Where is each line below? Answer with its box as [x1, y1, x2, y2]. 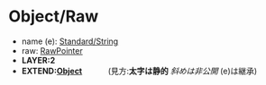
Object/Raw [8, 6, 99, 27]
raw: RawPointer [21, 45, 83, 55]
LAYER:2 [21, 55, 56, 65]
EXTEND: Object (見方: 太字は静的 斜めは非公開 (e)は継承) [21, 65, 258, 76]
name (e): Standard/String [21, 36, 119, 47]
